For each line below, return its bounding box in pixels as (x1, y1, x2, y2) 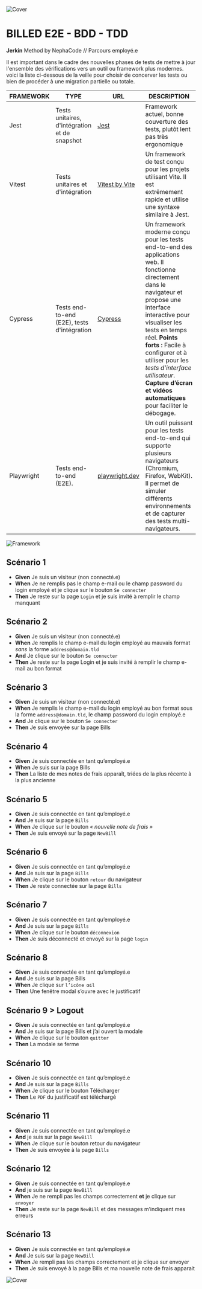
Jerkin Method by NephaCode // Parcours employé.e (6, 47, 138, 54)
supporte (145, 441, 171, 449)
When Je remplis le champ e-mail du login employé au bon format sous (14, 704, 193, 712)
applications (145, 250, 180, 259)
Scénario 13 (6, 1229, 51, 1239)
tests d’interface (145, 363, 192, 371)
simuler (145, 486, 167, 495)
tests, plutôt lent (145, 124, 191, 133)
